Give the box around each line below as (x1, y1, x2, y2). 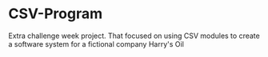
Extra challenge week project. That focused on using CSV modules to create (8, 31, 260, 40)
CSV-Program (8, 5, 103, 23)
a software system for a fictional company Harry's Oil (8, 39, 184, 48)
